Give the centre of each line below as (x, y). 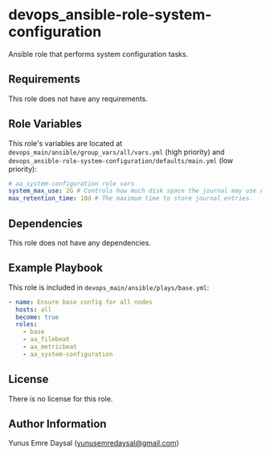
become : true (37, 317)
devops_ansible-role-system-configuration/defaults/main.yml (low (121, 160)
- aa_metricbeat (50, 347)
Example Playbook (55, 268)
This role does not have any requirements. (78, 99)
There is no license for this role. (61, 398)
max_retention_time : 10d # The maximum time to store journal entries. (131, 198)
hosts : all (34, 309)
